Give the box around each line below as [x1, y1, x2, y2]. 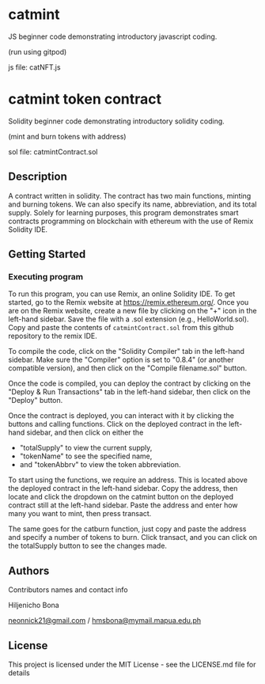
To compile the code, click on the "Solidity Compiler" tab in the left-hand [8, 347, 245, 356]
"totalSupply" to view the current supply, [19, 443, 153, 453]
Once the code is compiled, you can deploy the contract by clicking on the [8, 378, 251, 389]
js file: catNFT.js [8, 62, 61, 72]
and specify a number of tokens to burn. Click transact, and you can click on [8, 533, 258, 542]
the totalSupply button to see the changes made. [8, 541, 168, 551]
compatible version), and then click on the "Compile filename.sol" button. [8, 363, 248, 373]
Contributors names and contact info [8, 585, 128, 595]
